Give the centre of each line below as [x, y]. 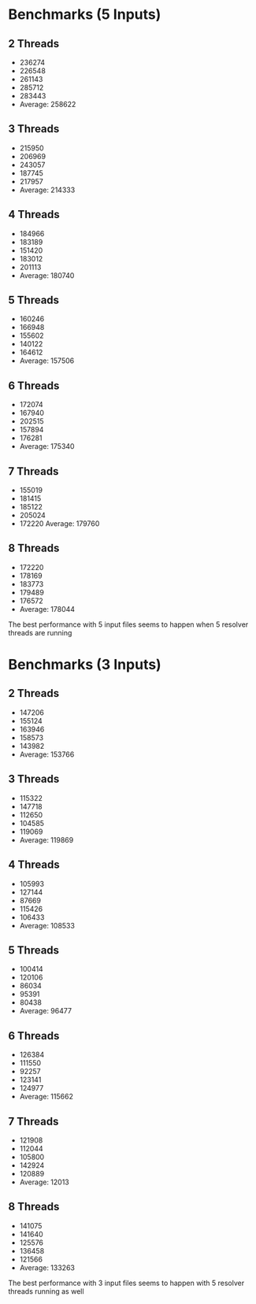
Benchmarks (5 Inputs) [85, 15]
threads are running [40, 632]
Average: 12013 [44, 1182]
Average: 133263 [47, 1267]
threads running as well [46, 1291]
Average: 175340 [47, 446]
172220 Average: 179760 [59, 524]
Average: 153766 [47, 754]
